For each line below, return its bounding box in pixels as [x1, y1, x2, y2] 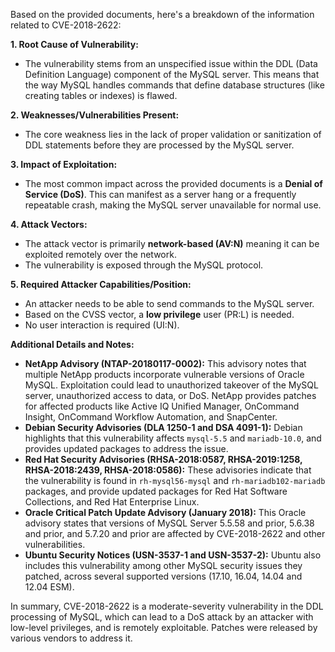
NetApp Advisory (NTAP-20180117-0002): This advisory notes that [24, 358, 307, 369]
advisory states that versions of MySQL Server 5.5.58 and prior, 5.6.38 [24, 517, 315, 529]
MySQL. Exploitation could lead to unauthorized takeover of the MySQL [24, 379, 319, 391]
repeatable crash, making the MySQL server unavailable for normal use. [24, 199, 322, 211]
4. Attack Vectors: [10, 219, 88, 230]
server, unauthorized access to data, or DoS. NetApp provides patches [24, 390, 317, 401]
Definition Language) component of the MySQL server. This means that [24, 69, 320, 80]
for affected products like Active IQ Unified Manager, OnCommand [24, 400, 300, 412]
